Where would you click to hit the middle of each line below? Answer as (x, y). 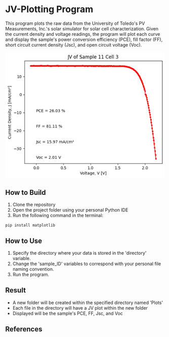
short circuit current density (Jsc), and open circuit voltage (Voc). (74, 45)
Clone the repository (34, 205)
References (24, 329)
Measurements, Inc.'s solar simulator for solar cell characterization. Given (82, 28)
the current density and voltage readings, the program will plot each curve (83, 34)
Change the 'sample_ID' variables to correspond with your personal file (87, 264)
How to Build (26, 193)
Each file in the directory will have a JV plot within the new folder (80, 308)
